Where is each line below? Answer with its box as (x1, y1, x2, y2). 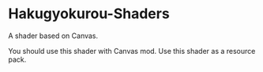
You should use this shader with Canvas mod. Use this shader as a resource (8, 46, 256, 55)
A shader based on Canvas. (8, 31, 99, 40)
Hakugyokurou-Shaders (8, 5, 170, 23)
